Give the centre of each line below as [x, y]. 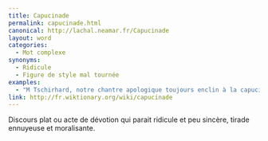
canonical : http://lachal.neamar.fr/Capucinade [89, 30]
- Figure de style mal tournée [67, 75]
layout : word [30, 38]
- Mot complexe [41, 53]
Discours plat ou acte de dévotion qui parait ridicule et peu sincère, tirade [129, 119]
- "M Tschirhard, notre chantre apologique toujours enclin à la [126, 90]
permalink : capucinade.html [55, 23]
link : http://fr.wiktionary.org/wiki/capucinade [91, 97]
